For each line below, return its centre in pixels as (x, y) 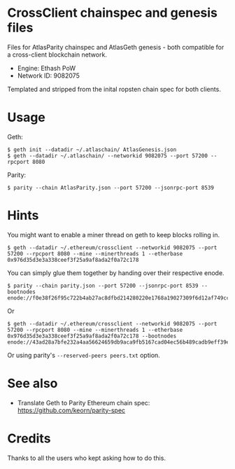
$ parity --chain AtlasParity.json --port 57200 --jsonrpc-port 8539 (111, 188)
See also (33, 384)
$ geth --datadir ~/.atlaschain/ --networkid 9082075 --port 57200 (108, 155)
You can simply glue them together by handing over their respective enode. (116, 273)
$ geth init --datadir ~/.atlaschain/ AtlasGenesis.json (92, 149)
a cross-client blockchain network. (57, 55)
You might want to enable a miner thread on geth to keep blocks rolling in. (114, 234)
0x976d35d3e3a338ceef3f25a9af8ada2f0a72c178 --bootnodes (92, 336)
